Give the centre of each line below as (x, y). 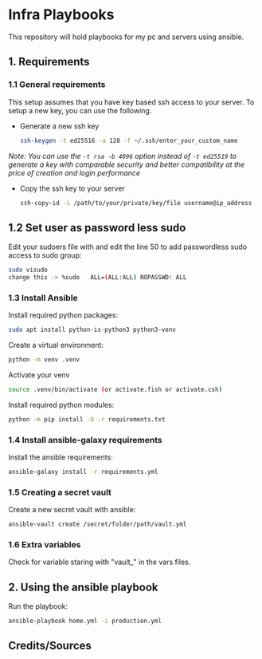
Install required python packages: (63, 315)
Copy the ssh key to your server (72, 188)
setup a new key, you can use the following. (80, 110)
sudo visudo (28, 270)
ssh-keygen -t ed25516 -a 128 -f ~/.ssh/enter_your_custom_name (129, 140)
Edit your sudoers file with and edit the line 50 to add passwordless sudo (128, 247)
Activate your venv (39, 375)
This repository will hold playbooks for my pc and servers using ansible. (126, 37)
